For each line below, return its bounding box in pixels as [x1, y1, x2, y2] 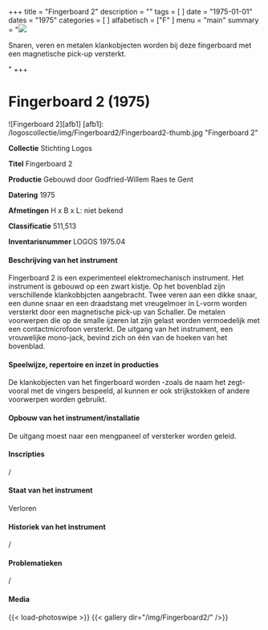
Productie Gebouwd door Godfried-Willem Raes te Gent [8, 174, 194, 184]
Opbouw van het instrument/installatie [8, 413, 140, 423]
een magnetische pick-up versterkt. [8, 49, 127, 59]
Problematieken [8, 558, 63, 567]
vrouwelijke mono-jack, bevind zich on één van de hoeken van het [8, 333, 228, 342]
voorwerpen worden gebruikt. [8, 395, 107, 404]
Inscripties [8, 449, 46, 459]
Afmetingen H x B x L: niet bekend [8, 205, 124, 215]
